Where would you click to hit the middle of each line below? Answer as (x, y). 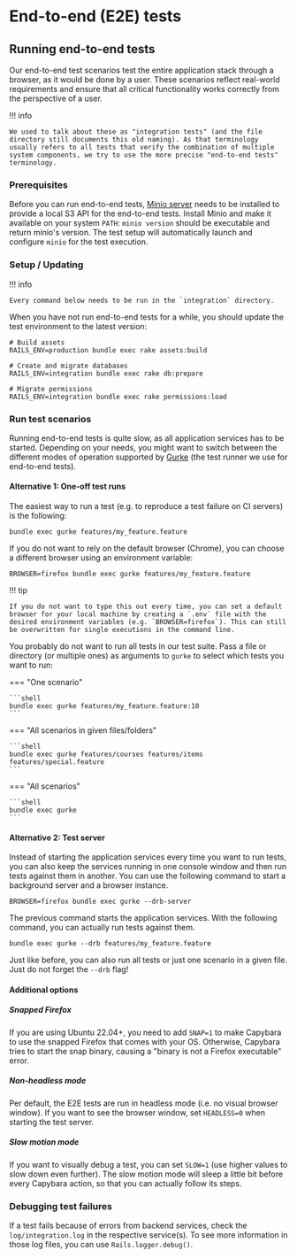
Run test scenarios (50, 419)
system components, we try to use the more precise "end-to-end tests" (144, 155)
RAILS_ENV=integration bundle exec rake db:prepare (106, 374)
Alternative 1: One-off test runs (68, 486)
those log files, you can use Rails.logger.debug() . (101, 1245)
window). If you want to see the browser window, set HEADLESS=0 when (137, 1112)
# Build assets (37, 343)
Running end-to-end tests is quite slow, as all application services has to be (147, 438)
